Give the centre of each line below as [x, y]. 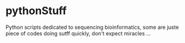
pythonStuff [36, 11]
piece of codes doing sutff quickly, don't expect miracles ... [78, 33]
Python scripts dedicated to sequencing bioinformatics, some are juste [92, 27]
